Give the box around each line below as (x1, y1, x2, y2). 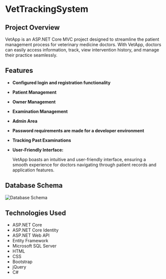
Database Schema (5, 181, 63, 190)
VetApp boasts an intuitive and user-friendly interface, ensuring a (12, 156, 146, 162)
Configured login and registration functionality (12, 79, 111, 85)
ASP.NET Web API (12, 232, 50, 238)
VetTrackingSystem (5, 3, 89, 15)
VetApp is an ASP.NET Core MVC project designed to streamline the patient (5, 36, 160, 42)
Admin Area (12, 118, 38, 124)
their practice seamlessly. (5, 52, 58, 58)
